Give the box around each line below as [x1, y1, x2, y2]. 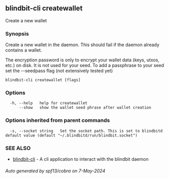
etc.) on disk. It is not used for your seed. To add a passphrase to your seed [5, 62, 164, 68]
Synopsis [5, 30, 29, 37]
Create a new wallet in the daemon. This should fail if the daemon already [5, 42, 159, 48]
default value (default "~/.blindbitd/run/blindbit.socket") [5, 133, 138, 138]
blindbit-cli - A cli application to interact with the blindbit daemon [12, 156, 149, 162]
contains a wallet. [5, 47, 42, 53]
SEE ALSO [5, 145, 31, 152]
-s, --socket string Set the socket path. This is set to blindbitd [10, 128, 163, 133]
